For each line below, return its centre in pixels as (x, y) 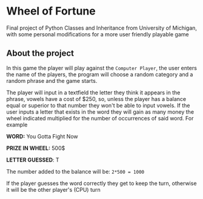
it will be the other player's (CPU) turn (54, 189)
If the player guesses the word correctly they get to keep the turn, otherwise (101, 183)
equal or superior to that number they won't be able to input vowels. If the (98, 105)
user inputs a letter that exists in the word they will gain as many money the (100, 112)
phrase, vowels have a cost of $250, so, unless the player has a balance (96, 99)
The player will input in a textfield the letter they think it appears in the (93, 93)
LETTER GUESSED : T (33, 160)
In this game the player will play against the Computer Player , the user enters (101, 68)
